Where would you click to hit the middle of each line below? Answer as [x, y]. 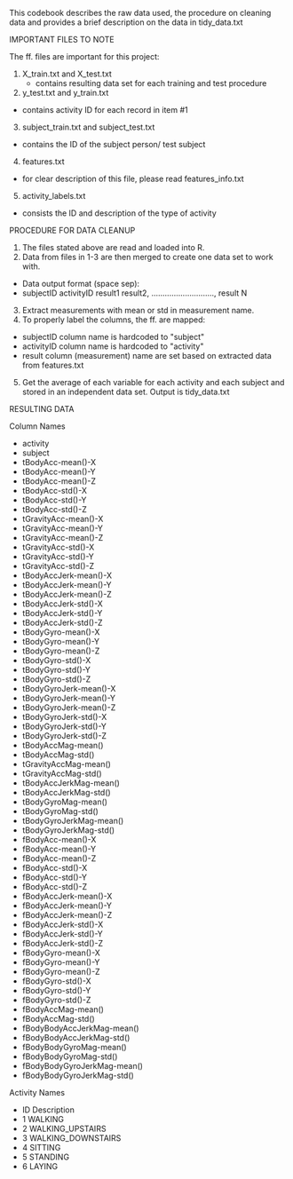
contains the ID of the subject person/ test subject [114, 144]
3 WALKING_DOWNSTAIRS [71, 1138]
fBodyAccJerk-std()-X [63, 924]
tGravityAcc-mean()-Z [63, 538]
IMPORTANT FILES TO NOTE [62, 40]
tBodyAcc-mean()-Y [59, 471]
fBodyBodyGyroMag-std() [70, 1056]
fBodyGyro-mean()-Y [61, 962]
